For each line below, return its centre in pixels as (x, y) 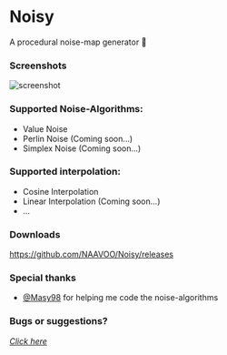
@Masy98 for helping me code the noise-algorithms (120, 298)
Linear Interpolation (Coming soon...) (91, 201)
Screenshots (38, 66)
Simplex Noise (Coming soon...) (82, 148)
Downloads (35, 234)
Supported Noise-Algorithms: (76, 109)
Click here (29, 341)
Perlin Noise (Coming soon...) (78, 138)
